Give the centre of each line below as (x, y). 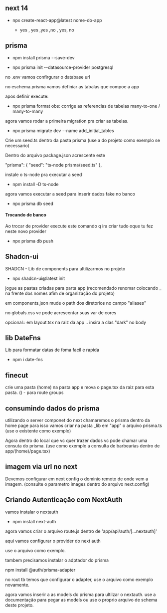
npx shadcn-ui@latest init (39, 278)
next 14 (17, 8)
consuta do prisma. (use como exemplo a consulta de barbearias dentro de (83, 446)
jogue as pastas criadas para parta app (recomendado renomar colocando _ (83, 288)
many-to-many (28, 111)
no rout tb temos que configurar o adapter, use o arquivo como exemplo (79, 579)
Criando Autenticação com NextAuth (64, 500)
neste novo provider (26, 231)
